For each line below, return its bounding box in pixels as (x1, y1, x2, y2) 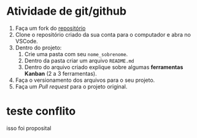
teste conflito (6, 104, 76, 118)
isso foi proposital (6, 124, 52, 132)
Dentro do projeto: (15, 44, 62, 51)
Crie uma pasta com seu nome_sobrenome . (24, 50, 128, 57)
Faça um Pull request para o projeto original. (15, 82, 128, 90)
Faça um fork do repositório (15, 24, 86, 32)
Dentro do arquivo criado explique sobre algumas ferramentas (24, 63, 183, 71)
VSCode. (15, 37, 38, 45)
